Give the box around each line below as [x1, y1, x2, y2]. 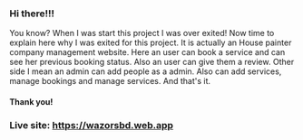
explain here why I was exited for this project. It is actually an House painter [9, 37, 292, 48]
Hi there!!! [9, 7, 55, 20]
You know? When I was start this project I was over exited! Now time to [9, 28, 275, 39]
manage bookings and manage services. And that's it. [9, 76, 211, 87]
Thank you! [9, 96, 54, 107]
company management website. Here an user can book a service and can [9, 47, 286, 58]
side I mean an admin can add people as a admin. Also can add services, [9, 66, 282, 77]
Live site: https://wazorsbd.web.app [9, 118, 174, 131]
